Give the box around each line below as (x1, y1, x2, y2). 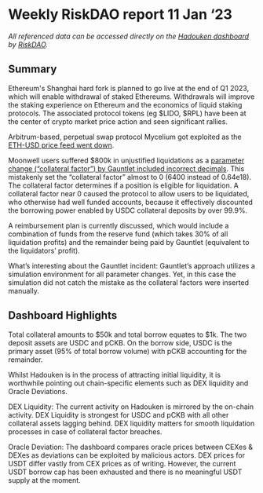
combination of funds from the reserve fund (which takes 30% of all (8, 229, 228, 239)
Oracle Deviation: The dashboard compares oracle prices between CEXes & (8, 442, 254, 451)
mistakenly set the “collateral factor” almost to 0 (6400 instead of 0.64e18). (8, 172, 252, 181)
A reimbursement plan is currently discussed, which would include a (8, 221, 229, 230)
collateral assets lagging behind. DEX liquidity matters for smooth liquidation (8, 418, 255, 428)
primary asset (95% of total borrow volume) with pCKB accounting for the (8, 346, 247, 356)
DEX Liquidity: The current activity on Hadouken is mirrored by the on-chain (8, 402, 254, 411)
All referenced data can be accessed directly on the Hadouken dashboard (8, 31, 250, 41)
